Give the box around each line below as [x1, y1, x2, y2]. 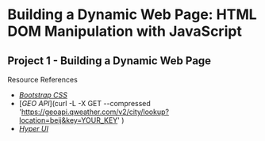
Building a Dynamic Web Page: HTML [7, 6, 257, 24]
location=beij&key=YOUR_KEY [18, 116, 118, 124]
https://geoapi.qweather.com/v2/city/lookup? [21, 107, 170, 116]
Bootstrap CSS [18, 90, 68, 100]
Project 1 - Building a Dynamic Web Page [7, 54, 212, 67]
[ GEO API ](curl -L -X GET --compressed [18, 99, 152, 108]
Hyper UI [18, 124, 49, 133]
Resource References [7, 75, 79, 84]
